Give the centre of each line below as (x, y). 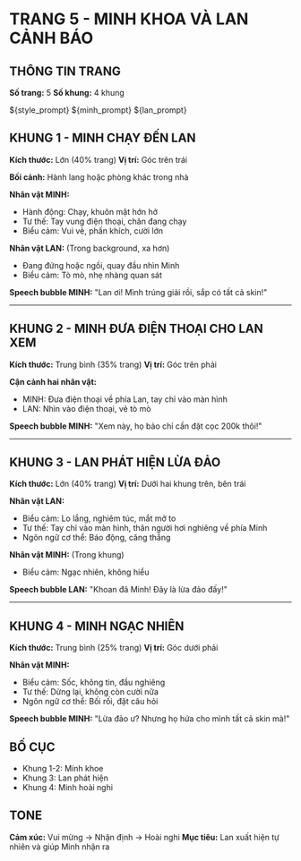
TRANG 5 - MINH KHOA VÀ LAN (129, 19)
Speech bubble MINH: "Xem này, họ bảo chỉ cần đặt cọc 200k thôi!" (136, 426)
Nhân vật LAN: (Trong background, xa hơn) (90, 248)
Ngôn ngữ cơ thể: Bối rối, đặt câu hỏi (90, 702)
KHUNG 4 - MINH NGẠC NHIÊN (97, 626)
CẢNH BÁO (52, 38)
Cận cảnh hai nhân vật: (53, 381)
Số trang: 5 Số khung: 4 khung (67, 93)
